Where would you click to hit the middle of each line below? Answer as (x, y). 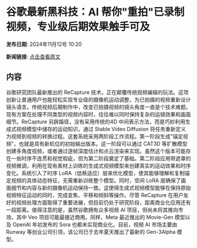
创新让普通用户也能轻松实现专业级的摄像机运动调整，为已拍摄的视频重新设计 (98, 99)
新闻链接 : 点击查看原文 (33, 56)
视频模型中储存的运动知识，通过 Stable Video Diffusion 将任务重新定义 (101, 129)
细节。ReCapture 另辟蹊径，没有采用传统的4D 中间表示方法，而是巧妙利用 (96, 122)
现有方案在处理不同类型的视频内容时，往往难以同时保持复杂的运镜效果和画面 (98, 114)
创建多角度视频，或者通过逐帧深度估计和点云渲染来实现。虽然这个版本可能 (96, 151)
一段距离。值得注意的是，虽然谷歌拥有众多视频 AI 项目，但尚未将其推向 (92, 210)
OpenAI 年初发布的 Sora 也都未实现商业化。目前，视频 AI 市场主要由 (95, 224)
